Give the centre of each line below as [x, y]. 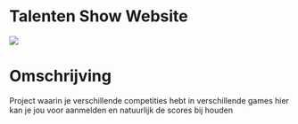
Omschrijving [60, 76]
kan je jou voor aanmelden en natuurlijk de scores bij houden [121, 110]
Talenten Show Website [99, 16]
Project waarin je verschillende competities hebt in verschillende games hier [149, 100]
